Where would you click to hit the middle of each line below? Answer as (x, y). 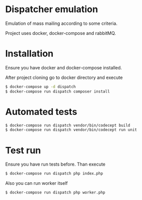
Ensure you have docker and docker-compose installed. (64, 67)
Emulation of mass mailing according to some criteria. (61, 23)
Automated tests (41, 112)
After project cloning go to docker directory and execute (64, 77)
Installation (29, 54)
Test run (23, 150)
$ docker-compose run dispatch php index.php (54, 174)
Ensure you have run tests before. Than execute (55, 164)
